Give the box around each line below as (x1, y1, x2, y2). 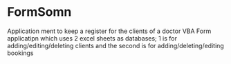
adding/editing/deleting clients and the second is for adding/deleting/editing (7, 41, 225, 50)
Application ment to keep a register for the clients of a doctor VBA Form (7, 27, 212, 35)
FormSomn (7, 4, 72, 20)
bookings (7, 49, 34, 57)
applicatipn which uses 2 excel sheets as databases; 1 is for (7, 34, 178, 42)
